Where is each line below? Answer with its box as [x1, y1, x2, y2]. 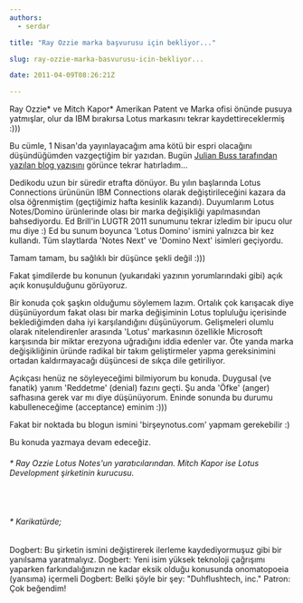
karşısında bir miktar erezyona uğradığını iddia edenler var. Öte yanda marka [9, 336, 294, 347]
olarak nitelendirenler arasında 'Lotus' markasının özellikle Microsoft [9, 326, 263, 337]
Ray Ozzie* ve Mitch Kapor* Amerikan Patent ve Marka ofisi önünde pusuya [9, 103, 292, 114]
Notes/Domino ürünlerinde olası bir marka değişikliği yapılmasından [9, 206, 260, 218]
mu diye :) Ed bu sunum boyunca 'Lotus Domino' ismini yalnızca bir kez [9, 226, 275, 237]
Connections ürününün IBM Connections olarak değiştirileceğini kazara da [9, 187, 287, 198]
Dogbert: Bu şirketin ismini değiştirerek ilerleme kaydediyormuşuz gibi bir [9, 544, 282, 555]
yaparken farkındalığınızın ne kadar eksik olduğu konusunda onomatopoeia [9, 563, 289, 574]
